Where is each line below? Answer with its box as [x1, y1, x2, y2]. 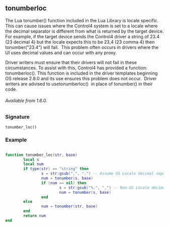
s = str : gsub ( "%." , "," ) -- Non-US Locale [59, 185, 150, 190]
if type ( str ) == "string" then [23, 166, 89, 172]
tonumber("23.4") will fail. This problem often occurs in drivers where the [5, 44, 158, 50]
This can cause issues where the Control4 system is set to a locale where [5, 23, 158, 29]
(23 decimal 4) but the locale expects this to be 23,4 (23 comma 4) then [5, 39, 155, 45]
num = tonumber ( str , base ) [41, 204, 98, 209]
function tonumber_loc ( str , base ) [5, 152, 78, 157]
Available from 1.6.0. [5, 98, 47, 104]
